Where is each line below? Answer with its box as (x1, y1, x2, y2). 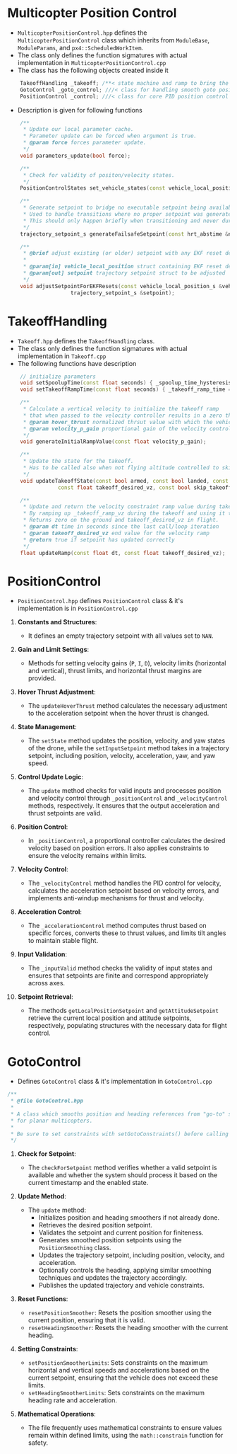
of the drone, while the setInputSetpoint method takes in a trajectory (28, 744, 229, 752)
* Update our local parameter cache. (23, 126, 134, 133)
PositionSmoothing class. (38, 1244, 111, 1252)
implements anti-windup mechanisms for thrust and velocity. (28, 894, 205, 903)
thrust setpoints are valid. (28, 809, 102, 818)
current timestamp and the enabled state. (28, 1179, 149, 1187)
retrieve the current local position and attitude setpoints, (28, 1014, 192, 1022)
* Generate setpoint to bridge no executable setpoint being (23, 204, 207, 212)
